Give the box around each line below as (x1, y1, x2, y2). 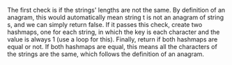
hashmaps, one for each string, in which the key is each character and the (7, 28, 220, 36)
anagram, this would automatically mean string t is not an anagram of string (7, 13, 224, 21)
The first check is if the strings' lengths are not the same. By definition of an (7, 6, 226, 14)
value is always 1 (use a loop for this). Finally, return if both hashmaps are (7, 35, 218, 44)
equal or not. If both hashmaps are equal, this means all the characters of (7, 43, 217, 50)
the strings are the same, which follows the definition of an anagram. (7, 50, 204, 58)
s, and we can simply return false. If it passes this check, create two (7, 21, 203, 28)
